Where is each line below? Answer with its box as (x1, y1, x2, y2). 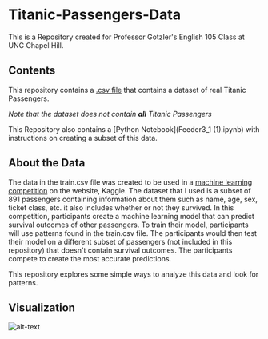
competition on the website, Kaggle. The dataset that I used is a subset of (8, 185, 251, 195)
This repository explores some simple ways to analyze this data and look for (8, 269, 259, 279)
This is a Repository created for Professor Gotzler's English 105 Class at (8, 32, 246, 42)
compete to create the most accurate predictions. (8, 253, 172, 263)
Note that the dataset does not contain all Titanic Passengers (8, 109, 212, 118)
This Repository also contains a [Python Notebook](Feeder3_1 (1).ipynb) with (8, 124, 260, 134)
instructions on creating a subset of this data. (8, 133, 158, 142)
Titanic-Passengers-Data (8, 6, 182, 24)
